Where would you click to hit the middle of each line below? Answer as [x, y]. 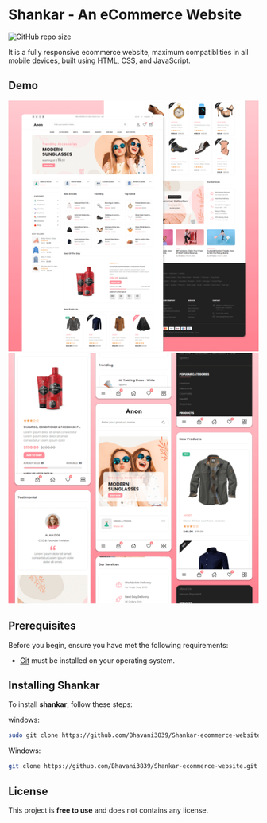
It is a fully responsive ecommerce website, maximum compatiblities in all [128, 52]
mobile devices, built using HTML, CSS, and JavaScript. [99, 60]
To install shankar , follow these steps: [70, 704]
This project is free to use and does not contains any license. [108, 810]
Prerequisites [42, 626]
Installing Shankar [54, 685]
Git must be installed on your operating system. [97, 660]
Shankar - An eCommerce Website [125, 15]
